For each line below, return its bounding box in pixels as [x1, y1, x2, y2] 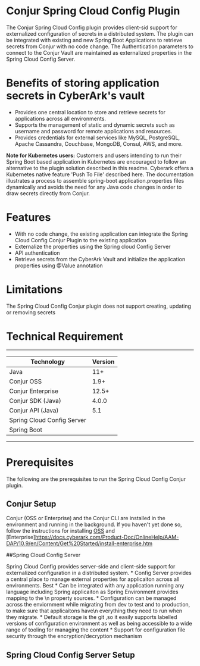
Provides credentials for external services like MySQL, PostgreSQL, [14, 134, 180, 141]
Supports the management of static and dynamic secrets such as [14, 121, 175, 129]
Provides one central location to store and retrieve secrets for [14, 108, 165, 115]
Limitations [6, 283, 63, 296]
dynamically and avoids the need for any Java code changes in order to [6, 183, 182, 190]
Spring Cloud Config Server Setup [6, 650, 135, 660]
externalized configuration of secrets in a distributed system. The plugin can [6, 30, 193, 37]
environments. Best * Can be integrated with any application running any [6, 582, 185, 589]
